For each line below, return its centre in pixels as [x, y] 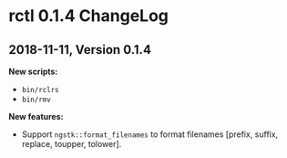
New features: [36, 116]
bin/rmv [36, 100]
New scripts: [33, 71]
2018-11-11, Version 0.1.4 [80, 50]
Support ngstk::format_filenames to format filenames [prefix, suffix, [150, 134]
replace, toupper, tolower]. [72, 144]
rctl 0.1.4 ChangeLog [89, 16]
